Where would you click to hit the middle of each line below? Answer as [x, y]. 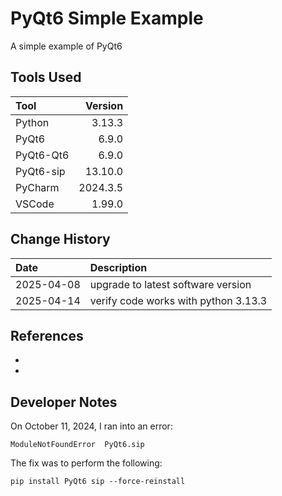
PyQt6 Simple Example [107, 18]
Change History [60, 239]
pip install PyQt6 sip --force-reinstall [98, 482]
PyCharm [37, 187]
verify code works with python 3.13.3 [178, 300]
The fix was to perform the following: [86, 463]
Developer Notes [64, 402]
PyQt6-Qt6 [42, 155]
